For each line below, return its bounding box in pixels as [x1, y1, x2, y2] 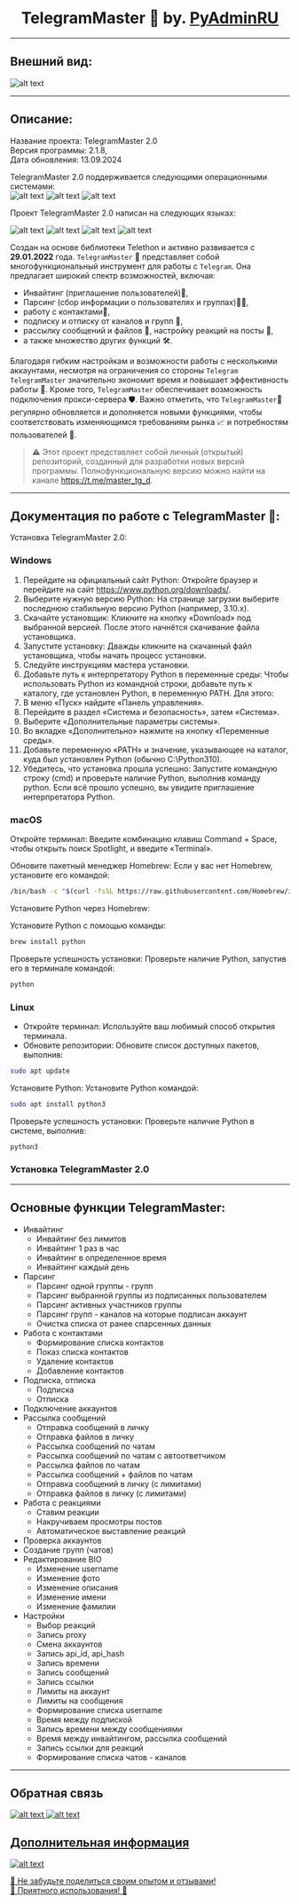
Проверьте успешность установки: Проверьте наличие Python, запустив [10, 953, 287, 964]
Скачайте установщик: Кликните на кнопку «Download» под [22, 612, 252, 623]
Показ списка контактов [35, 1346, 130, 1357]
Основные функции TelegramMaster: [10, 1200, 225, 1216]
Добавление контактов [35, 1365, 124, 1376]
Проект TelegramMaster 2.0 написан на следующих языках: [10, 208, 236, 218]
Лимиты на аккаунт [35, 1686, 110, 1696]
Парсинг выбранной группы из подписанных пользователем [35, 1290, 267, 1301]
